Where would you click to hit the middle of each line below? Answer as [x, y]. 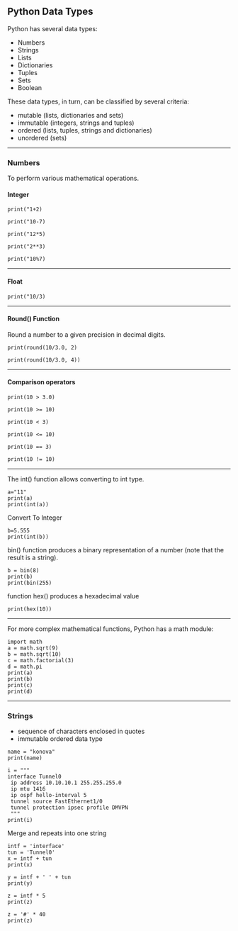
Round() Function [34, 319]
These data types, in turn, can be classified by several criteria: [98, 101]
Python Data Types [50, 12]
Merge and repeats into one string [57, 833]
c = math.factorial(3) [41, 660]
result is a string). [33, 557]
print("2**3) [27, 247]
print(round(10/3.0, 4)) [44, 360]
